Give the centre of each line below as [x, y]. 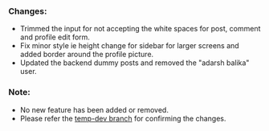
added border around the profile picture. [87, 55]
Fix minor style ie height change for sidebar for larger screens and [129, 46]
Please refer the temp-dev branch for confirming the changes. [123, 118]
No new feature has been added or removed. [94, 109]
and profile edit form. [55, 37]
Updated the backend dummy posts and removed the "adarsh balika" [134, 63]
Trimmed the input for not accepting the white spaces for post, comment [140, 29]
